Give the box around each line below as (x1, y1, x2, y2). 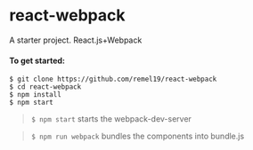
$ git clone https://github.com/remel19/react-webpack (9, 75, 217, 84)
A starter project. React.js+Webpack (9, 35, 143, 45)
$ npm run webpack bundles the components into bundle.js (30, 130, 245, 142)
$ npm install (9, 91, 62, 99)
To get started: (9, 55, 65, 66)
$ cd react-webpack (9, 83, 82, 91)
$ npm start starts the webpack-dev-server (30, 114, 192, 124)
